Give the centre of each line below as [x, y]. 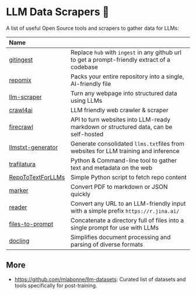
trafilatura [22, 164]
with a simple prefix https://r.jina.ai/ [125, 211]
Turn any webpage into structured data [124, 93]
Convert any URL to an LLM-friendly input [128, 203]
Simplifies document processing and [120, 237]
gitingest [21, 60]
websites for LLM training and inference [125, 151]
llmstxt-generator [34, 147]
